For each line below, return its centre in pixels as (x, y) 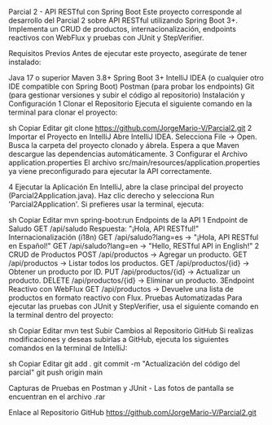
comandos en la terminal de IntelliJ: (68, 348)
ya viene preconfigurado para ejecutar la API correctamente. (110, 171)
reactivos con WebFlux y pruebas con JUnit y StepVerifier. (106, 37)
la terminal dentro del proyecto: (61, 315)
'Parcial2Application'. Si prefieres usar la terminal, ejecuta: (106, 204)
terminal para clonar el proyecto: (63, 112)
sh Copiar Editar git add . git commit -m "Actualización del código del (124, 364)
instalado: (25, 62)
